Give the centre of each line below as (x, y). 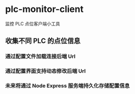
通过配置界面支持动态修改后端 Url (46, 71)
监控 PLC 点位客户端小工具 (33, 23)
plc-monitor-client (44, 9)
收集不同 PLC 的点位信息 (43, 41)
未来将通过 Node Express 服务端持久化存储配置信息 (67, 86)
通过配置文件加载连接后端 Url (40, 56)
